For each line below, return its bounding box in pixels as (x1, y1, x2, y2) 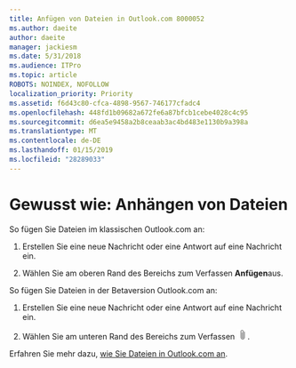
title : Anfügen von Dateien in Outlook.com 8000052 (9, 14, 204, 23)
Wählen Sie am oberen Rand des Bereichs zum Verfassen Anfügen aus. (21, 268, 284, 278)
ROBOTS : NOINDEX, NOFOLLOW (9, 80, 109, 89)
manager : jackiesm (9, 43, 77, 52)
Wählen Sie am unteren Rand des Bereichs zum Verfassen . (21, 331, 251, 341)
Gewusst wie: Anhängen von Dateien (9, 194, 289, 214)
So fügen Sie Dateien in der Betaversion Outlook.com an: (9, 284, 218, 295)
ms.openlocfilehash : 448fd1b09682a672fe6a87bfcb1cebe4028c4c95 (9, 108, 249, 117)
